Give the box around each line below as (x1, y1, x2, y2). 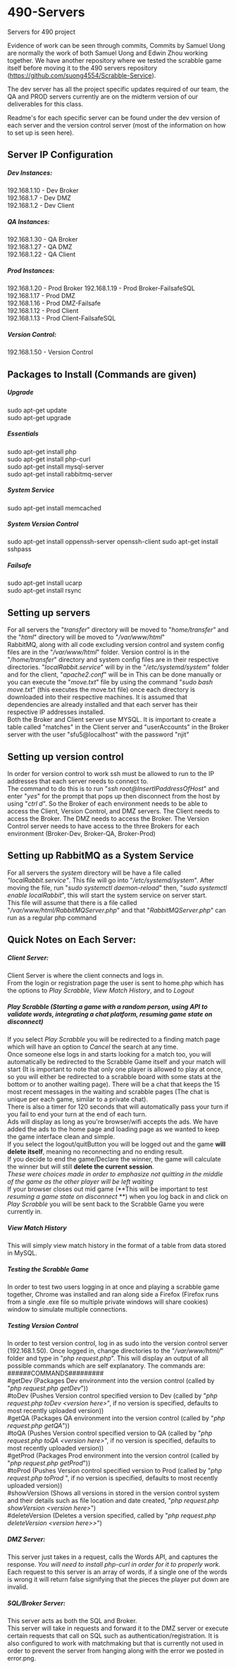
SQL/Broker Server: (7, 1599, 66, 1607)
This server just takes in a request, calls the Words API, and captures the (7, 1553, 218, 1561)
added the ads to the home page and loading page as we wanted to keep (7, 1125, 220, 1133)
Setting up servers (7, 607, 90, 619)
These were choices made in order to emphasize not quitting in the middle (7, 1170, 223, 1178)
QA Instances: (7, 217, 51, 226)
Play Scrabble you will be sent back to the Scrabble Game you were (7, 1200, 204, 1209)
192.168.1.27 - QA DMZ (7, 242, 73, 251)
